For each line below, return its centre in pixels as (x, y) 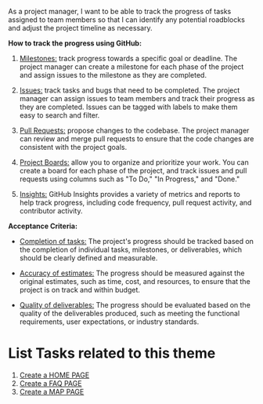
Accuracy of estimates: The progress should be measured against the (132, 273)
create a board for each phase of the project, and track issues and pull (133, 171)
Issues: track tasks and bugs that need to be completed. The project (130, 90)
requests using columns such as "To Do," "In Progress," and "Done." (130, 179)
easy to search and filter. (59, 115)
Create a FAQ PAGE (50, 383)
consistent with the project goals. (73, 147)
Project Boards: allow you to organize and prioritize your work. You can (134, 162)
